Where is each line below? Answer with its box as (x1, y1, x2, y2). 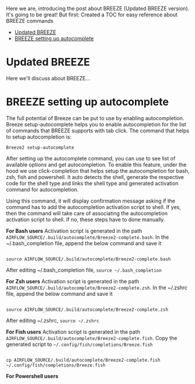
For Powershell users (6, 372, 58, 379)
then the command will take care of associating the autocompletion (6, 210, 168, 217)
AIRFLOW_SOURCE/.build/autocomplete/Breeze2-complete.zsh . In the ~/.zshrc (6, 284, 188, 291)
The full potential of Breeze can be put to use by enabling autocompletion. (6, 114, 184, 122)
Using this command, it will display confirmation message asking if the (6, 197, 176, 204)
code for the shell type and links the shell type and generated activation (6, 180, 179, 187)
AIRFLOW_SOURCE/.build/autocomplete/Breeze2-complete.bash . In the (6, 234, 169, 241)
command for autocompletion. (6, 186, 79, 193)
